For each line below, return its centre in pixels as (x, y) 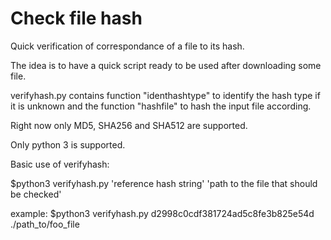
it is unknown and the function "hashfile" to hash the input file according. (161, 106)
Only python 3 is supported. (68, 144)
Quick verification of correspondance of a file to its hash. (127, 46)
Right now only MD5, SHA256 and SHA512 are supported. (129, 125)
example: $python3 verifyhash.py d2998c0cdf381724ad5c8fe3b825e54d (162, 213)
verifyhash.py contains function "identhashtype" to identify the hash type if (165, 95)
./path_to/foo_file (45, 224)
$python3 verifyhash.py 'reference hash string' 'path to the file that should (164, 183)
